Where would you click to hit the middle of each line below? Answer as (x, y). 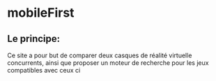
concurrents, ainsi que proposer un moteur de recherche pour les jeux (108, 63)
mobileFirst (41, 13)
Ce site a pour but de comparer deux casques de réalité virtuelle (100, 55)
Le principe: (34, 39)
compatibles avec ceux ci (44, 70)
